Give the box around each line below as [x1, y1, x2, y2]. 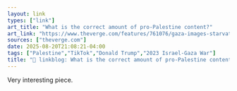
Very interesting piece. [7, 75, 73, 84]
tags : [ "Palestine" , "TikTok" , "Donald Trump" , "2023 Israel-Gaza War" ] [7, 50, 217, 57]
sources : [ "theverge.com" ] [7, 37, 87, 44]
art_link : [7, 30, 37, 37]
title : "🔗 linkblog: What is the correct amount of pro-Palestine [7, 56, 207, 63]
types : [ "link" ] [7, 17, 55, 24]
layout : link [7, 10, 46, 18]
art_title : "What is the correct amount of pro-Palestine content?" [7, 23, 213, 30]
